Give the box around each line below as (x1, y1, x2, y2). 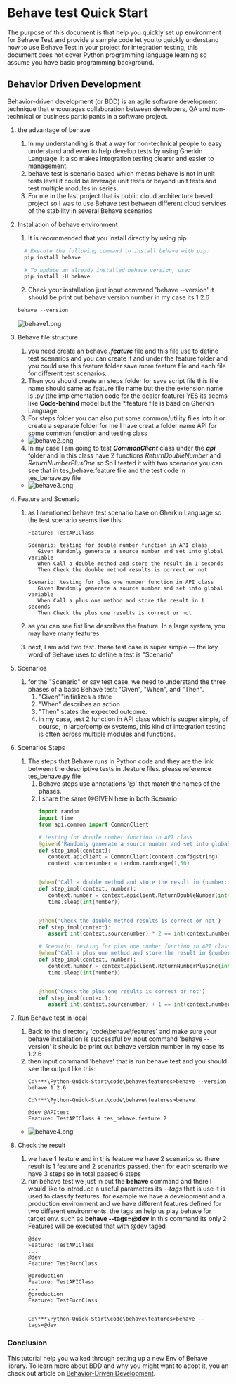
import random (38, 808, 80, 815)
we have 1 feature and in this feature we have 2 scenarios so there (27, 1155, 220, 1163)
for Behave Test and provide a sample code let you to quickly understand (7, 35, 219, 44)
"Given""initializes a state (38, 692, 112, 701)
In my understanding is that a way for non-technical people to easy (27, 139, 223, 148)
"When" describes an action (38, 700, 121, 709)
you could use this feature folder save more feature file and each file (27, 362, 226, 370)
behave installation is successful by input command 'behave (27, 1035, 203, 1043)
